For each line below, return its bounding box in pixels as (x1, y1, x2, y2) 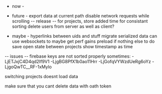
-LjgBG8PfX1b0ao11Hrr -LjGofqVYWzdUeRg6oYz (50, 59, 152, 64)
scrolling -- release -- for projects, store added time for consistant (11, 18, 148, 24)
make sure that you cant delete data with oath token (4, 83, 112, 89)
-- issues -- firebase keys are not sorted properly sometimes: (4, 53, 131, 59)
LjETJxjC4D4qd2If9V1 (4, 59, 50, 64)
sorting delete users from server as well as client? (11, 23, 115, 29)
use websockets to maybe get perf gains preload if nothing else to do (11, 38, 155, 44)
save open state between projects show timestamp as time (11, 44, 133, 49)
